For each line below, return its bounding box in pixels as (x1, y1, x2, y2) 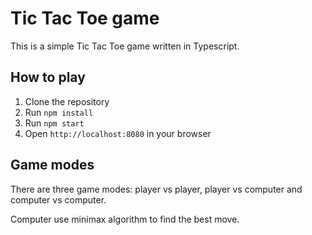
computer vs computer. (10, 193, 107, 206)
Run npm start (24, 117, 85, 129)
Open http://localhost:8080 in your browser (24, 127, 212, 139)
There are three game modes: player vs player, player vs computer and (10, 183, 303, 195)
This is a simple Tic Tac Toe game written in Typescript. (10, 40, 240, 52)
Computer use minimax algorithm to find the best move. (10, 213, 240, 225)
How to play (10, 69, 86, 86)
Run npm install (24, 106, 94, 118)
